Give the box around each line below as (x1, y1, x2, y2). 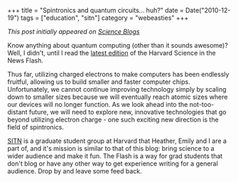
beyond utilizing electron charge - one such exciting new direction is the (7, 115, 219, 124)
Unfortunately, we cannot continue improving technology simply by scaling (7, 85, 227, 93)
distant (7, 108, 28, 116)
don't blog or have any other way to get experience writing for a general (7, 159, 218, 168)
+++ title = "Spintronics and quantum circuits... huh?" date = (7, 6, 185, 14)
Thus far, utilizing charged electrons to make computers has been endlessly (7, 70, 229, 78)
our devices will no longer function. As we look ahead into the (7, 100, 188, 109)
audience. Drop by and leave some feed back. (7, 167, 142, 175)
